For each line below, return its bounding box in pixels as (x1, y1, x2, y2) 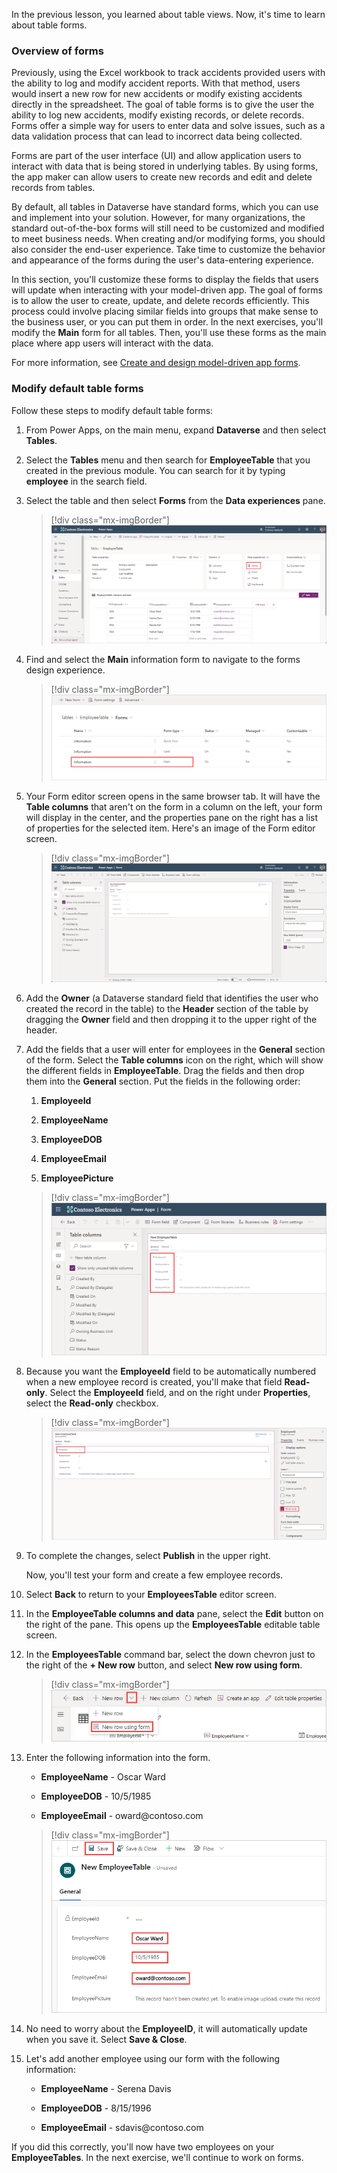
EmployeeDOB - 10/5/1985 (40, 1790, 152, 1802)
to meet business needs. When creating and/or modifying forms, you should (11, 233, 326, 245)
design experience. (25, 664, 106, 676)
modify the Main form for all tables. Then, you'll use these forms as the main (11, 327, 327, 339)
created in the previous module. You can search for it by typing (25, 464, 286, 476)
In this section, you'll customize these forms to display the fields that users (11, 274, 319, 286)
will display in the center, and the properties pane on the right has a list (25, 812, 319, 824)
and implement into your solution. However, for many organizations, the (11, 212, 306, 224)
